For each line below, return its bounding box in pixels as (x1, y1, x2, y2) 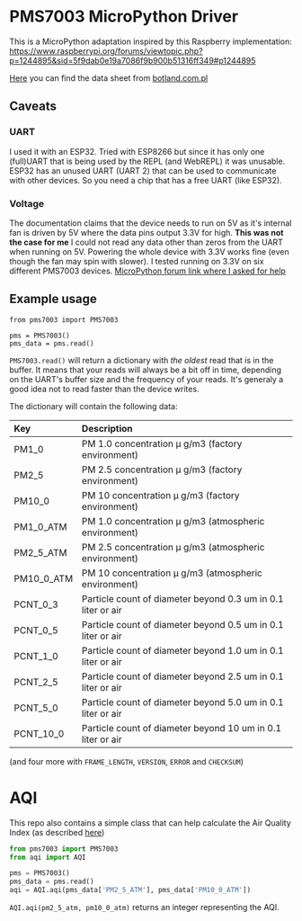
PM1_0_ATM (13, 520, 67, 532)
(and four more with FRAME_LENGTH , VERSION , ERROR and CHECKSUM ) (9, 756, 244, 766)
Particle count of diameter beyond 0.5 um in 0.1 (81, 618, 285, 630)
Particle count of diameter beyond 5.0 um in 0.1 (81, 695, 285, 708)
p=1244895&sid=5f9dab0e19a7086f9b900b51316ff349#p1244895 (9, 55, 256, 66)
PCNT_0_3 (13, 598, 58, 611)
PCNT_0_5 (13, 623, 58, 636)
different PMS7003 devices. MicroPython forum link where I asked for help (9, 265, 286, 276)
